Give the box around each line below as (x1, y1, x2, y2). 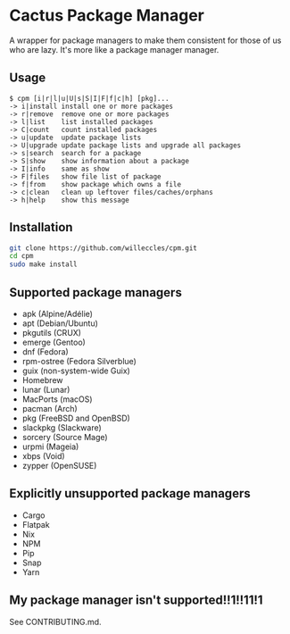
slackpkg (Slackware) (21, 422, 103, 433)
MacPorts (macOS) (21, 394, 93, 405)
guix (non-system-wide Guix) (21, 365, 131, 376)
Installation (9, 220, 73, 235)
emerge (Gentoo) (21, 337, 87, 347)
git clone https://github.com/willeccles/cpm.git (9, 243, 198, 253)
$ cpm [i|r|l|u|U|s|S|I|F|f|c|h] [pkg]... (9, 94, 170, 103)
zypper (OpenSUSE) (21, 461, 97, 471)
